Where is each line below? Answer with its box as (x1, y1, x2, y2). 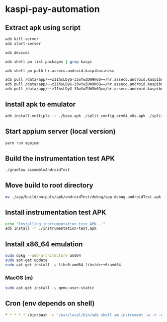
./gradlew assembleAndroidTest (5, 167, 70, 172)
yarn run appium (5, 141, 39, 146)
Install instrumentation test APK (5, 208, 106, 217)
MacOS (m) (5, 274, 33, 281)
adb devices (5, 50, 30, 55)
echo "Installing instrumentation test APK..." (5, 221, 106, 226)
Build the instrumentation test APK (5, 154, 115, 162)
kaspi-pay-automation (5, 3, 100, 15)
